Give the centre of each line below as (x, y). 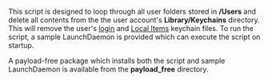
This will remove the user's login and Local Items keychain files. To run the (131, 28)
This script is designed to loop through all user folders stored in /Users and (132, 12)
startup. (21, 45)
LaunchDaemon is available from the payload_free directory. (109, 69)
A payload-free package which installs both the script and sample (117, 61)
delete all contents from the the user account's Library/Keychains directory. (134, 20)
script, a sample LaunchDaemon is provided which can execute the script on (134, 37)
